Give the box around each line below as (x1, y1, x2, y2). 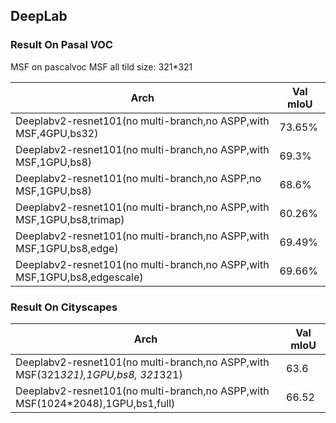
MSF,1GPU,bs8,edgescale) (15, 270, 144, 284)
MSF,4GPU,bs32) (15, 126, 99, 140)
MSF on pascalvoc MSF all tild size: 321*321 (10, 60, 193, 73)
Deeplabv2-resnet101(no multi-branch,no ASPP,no (15, 171, 262, 185)
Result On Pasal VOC (10, 38, 113, 52)
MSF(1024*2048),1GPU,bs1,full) (15, 396, 176, 410)
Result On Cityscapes (10, 300, 118, 314)
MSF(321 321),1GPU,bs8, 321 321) (15, 367, 183, 381)
